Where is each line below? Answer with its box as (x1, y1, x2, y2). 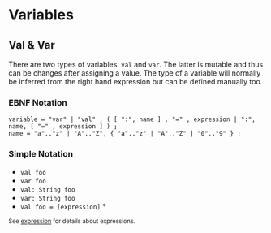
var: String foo (19, 194, 75, 202)
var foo (19, 177, 46, 185)
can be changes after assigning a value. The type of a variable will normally (8, 68, 261, 78)
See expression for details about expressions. (8, 217, 135, 225)
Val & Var (8, 38, 55, 52)
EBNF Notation (8, 97, 67, 108)
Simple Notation (8, 149, 74, 160)
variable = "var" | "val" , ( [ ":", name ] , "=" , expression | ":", (8, 115, 256, 123)
